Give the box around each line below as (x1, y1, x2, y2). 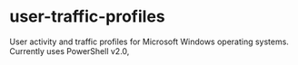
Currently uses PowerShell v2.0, (9, 45, 130, 56)
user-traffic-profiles (9, 6, 165, 27)
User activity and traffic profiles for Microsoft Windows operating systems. (9, 36, 289, 47)
